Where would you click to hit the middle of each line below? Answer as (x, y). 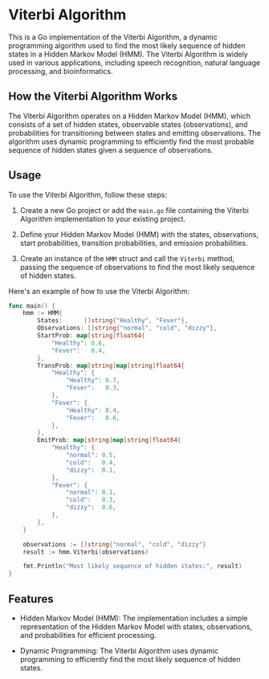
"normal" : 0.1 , (91, 493)
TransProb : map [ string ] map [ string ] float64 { (111, 366)
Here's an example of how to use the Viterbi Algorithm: (99, 291)
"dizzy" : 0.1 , (91, 470)
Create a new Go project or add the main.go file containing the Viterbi (134, 210)
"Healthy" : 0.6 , (78, 343)
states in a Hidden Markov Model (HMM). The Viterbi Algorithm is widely (128, 54)
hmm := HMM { (43, 313)
